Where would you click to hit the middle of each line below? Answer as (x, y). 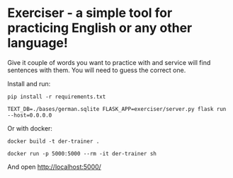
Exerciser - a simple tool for (90, 13)
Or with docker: (30, 128)
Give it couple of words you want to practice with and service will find (109, 62)
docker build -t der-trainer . (53, 141)
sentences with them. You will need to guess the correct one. (97, 70)
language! (38, 43)
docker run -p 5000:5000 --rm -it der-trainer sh (82, 153)
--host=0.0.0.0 (30, 115)
